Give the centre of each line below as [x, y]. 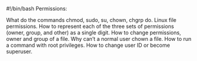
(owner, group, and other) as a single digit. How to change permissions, [94, 33]
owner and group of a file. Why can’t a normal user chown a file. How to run [99, 39]
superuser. [19, 52]
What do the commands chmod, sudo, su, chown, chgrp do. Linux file [91, 20]
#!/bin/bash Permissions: [36, 9]
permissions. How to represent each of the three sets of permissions [90, 26]
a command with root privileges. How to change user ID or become [88, 45]
